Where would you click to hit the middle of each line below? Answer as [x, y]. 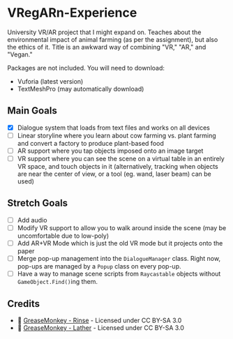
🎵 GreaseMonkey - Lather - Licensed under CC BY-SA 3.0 [101, 327]
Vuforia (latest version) [50, 81]
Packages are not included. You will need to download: [86, 68]
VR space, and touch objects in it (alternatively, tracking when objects [118, 166]
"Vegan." [20, 54]
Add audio [32, 220]
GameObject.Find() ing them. [58, 282]
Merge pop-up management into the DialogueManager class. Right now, [119, 258]
